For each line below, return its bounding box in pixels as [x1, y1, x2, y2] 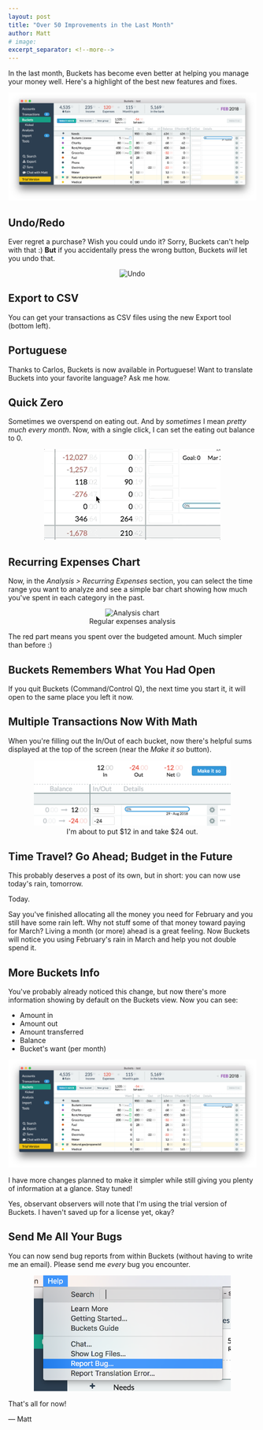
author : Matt [8, 29, 51, 37]
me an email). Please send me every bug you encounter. [8, 1259, 191, 1268]
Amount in [19, 1011, 54, 1020]
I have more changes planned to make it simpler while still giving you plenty [8, 1176, 254, 1185]
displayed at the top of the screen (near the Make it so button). [8, 745, 213, 754]
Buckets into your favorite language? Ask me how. [8, 373, 171, 382]
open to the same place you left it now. [8, 693, 134, 702]
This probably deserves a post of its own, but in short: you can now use [8, 871, 241, 880]
